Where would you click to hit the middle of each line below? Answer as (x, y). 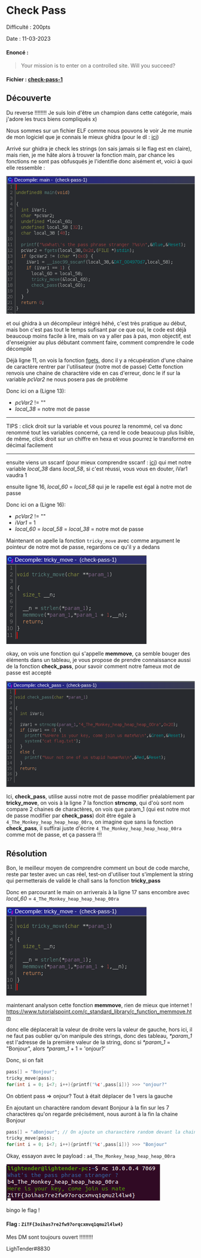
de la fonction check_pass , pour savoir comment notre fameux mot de (93, 666)
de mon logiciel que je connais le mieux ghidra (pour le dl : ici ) (83, 137)
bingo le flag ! (23, 1210)
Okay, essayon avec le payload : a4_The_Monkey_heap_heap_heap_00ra (91, 1156)
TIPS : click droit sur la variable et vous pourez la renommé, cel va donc (95, 426)
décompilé (19, 349)
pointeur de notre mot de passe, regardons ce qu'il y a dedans (83, 547)
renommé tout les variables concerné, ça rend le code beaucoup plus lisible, (100, 433)
